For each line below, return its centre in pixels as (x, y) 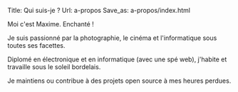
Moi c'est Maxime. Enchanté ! (51, 24)
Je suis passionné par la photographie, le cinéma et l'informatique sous (112, 38)
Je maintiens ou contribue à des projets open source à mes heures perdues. (119, 81)
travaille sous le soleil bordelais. (54, 67)
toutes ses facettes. (36, 45)
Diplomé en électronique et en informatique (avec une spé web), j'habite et (117, 59)
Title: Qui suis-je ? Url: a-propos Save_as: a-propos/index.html (99, 10)
